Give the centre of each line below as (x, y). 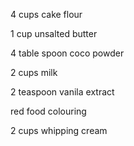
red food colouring (48, 111)
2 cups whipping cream (59, 130)
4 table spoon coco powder (67, 53)
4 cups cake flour (46, 14)
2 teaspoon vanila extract (62, 92)
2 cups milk (34, 72)
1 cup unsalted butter (54, 33)
